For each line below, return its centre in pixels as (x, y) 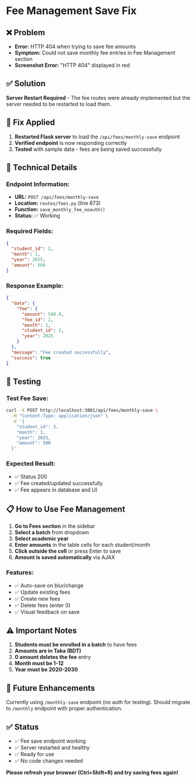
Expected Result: (31, 463)
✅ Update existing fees (42, 592)
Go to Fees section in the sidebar (55, 526)
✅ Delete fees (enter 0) (42, 605)
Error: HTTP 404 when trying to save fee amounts (75, 46)
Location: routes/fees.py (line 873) (58, 203)
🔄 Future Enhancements (51, 688)
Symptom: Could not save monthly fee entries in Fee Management (95, 53)
